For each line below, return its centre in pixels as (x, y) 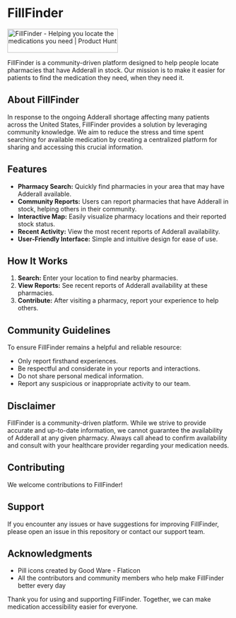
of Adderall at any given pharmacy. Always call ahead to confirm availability (117, 438)
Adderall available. (45, 194)
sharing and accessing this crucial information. (75, 147)
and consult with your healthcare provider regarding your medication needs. (118, 445)
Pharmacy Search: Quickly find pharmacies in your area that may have (121, 186)
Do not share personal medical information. (81, 376)
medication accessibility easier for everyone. (72, 607)
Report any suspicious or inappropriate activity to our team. (104, 384)
